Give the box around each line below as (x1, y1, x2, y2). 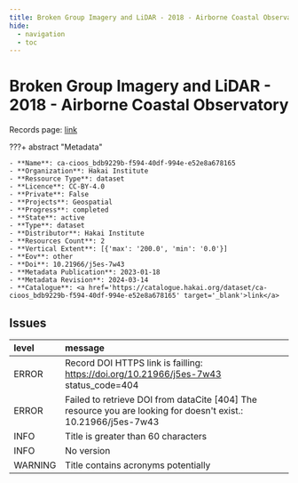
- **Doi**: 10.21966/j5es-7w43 (9, 260, 125, 270)
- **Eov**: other (9, 253, 74, 262)
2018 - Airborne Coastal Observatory (9, 95, 289, 116)
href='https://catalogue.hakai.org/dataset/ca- (88, 284, 268, 293)
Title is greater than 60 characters (65, 431, 207, 442)
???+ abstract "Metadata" (9, 141, 104, 152)
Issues (9, 315, 47, 330)
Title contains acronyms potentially (65, 459, 211, 471)
